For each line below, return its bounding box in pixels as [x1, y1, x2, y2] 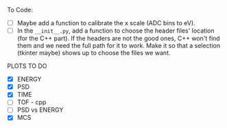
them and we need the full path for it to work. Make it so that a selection [16, 42, 221, 50]
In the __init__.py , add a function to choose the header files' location [16, 27, 215, 35]
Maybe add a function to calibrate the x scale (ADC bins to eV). [16, 19, 195, 27]
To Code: [7, 6, 33, 14]
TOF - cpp [16, 98, 47, 106]
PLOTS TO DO [7, 62, 47, 70]
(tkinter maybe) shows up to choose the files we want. [16, 49, 171, 57]
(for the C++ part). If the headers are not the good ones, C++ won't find [16, 34, 221, 43]
